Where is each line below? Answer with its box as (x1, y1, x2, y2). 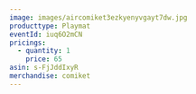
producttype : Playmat (9, 21, 91, 30)
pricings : (9, 38, 47, 47)
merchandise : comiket (9, 72, 91, 81)
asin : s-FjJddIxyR (9, 64, 79, 73)
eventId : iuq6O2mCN (9, 30, 83, 38)
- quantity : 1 (17, 47, 70, 56)
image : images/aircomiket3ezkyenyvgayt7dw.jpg (9, 13, 188, 22)
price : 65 (25, 55, 63, 64)
